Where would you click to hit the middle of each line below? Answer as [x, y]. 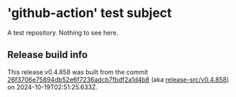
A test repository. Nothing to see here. [63, 33]
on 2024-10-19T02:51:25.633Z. [53, 87]
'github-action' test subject [89, 13]
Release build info [48, 55]
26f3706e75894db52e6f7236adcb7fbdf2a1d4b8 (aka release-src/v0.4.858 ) [118, 79]
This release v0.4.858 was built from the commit [78, 72]
